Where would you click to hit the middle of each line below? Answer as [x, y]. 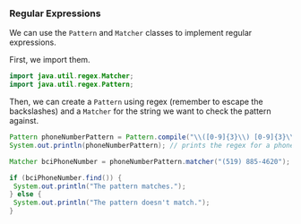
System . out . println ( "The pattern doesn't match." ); [112, 203]
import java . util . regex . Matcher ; [72, 76]
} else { [26, 194]
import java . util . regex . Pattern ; [72, 85]
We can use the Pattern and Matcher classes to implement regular [131, 33]
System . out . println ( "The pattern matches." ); [99, 186]
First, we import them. [50, 60]
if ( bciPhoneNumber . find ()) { [66, 177]
